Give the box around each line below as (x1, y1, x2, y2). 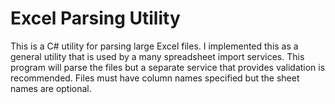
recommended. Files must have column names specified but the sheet (10, 72, 300, 84)
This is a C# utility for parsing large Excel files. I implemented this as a (10, 40, 299, 52)
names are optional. (10, 82, 92, 94)
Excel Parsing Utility (10, 7, 181, 30)
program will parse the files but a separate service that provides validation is (10, 61, 326, 73)
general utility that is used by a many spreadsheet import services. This (10, 50, 305, 62)
